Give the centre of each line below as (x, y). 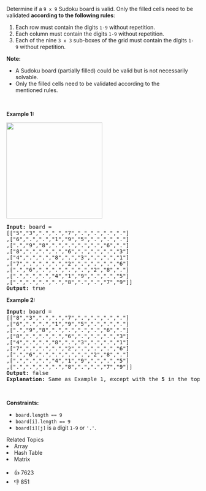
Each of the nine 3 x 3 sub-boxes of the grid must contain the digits (101, 40)
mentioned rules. (36, 90)
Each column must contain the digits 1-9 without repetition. (90, 34)
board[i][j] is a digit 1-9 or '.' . (56, 428)
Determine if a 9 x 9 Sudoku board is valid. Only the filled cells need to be (100, 9)
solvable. (27, 77)
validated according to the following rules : (61, 15)
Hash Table (29, 453)
